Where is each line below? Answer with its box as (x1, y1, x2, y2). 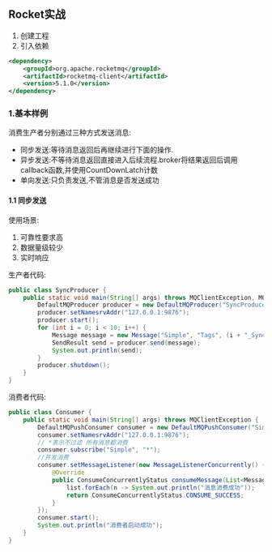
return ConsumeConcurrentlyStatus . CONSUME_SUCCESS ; (66, 491, 244, 499)
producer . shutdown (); (37, 362, 111, 370)
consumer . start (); (37, 514, 100, 522)
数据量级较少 (19, 242, 63, 252)
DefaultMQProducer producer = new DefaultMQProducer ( (37, 301, 223, 310)
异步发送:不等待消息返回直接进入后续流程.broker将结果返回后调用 (19, 155, 238, 165)
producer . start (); (37, 316, 100, 324)
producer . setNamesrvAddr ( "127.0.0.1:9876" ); (37, 309, 190, 317)
